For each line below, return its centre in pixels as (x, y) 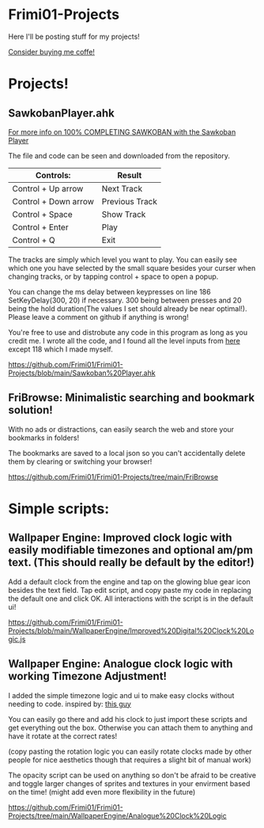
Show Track (124, 214)
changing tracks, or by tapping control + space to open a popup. (113, 276)
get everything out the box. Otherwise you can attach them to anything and (130, 727)
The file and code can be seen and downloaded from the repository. (119, 155)
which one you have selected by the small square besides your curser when (132, 268)
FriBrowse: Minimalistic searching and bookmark (132, 398)
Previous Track (130, 201)
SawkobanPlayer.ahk (61, 113)
